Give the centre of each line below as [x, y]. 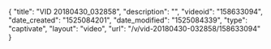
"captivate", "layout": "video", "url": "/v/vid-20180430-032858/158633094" [135, 29]
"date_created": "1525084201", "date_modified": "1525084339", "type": [128, 20]
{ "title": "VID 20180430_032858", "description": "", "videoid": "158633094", [136, 12]
